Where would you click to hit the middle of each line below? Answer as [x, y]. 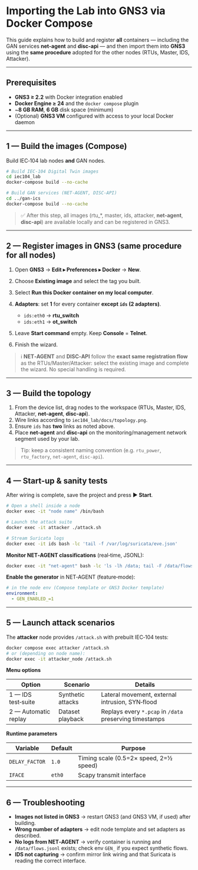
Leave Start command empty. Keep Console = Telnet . [81, 333]
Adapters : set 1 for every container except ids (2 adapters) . [88, 304]
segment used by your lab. [47, 439]
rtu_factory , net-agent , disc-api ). [62, 457]
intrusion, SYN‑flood [129, 702]
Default [62, 748]
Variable [27, 748]
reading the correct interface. [50, 861]
